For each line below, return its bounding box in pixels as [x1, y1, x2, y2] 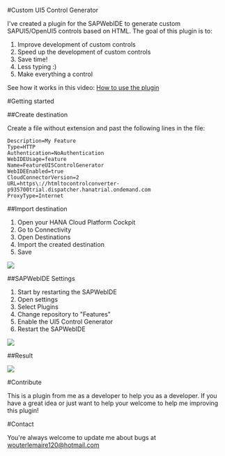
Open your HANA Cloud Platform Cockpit [17, 218, 136, 226]
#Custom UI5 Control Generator [7, 6, 99, 14]
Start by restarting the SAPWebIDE [17, 288, 117, 296]
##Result [7, 351, 33, 360]
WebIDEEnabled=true [7, 168, 64, 175]
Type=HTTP [7, 144, 36, 151]
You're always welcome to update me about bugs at [7, 434, 157, 441]
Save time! [17, 55, 48, 63]
